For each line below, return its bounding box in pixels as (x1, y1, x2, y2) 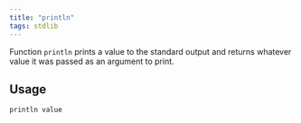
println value (9, 105, 63, 115)
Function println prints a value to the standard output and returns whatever (9, 46, 292, 57)
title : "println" (9, 13, 75, 22)
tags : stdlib (9, 22, 59, 31)
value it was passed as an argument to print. (9, 56, 174, 66)
